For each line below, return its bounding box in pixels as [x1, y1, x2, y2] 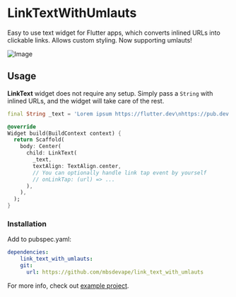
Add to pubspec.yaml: [7, 235, 72, 244]
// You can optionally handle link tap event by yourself [33, 169, 207, 176]
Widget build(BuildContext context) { [7, 130, 122, 137]
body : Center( [20, 143, 61, 150]
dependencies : [7, 249, 49, 256]
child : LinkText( [25, 150, 78, 157]
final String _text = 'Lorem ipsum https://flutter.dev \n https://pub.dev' [7, 110, 232, 118]
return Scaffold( [13, 136, 65, 143]
